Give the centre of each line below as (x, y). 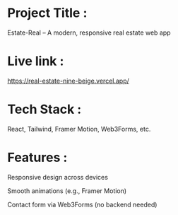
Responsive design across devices (58, 177)
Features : (37, 158)
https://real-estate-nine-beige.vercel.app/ (68, 81)
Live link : (36, 61)
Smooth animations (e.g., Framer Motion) (67, 191)
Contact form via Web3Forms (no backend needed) (82, 204)
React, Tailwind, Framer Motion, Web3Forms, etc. (79, 129)
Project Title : (47, 13)
